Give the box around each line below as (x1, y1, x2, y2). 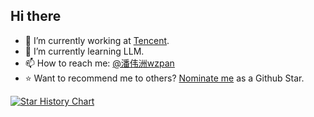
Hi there (10, 8, 62, 25)
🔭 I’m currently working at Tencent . (24, 34, 170, 46)
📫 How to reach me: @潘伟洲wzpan (24, 57, 175, 69)
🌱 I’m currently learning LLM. (24, 45, 145, 57)
